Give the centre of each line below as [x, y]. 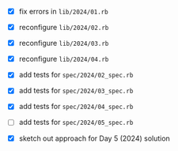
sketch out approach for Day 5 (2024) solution [95, 138]
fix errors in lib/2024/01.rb [63, 11]
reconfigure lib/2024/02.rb [64, 28]
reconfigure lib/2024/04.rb [64, 59]
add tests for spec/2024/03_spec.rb [76, 91]
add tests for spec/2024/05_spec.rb [76, 123]
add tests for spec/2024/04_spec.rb [76, 107]
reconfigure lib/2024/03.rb [64, 43]
